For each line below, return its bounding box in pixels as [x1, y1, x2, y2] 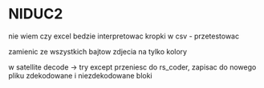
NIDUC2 [8, 5, 63, 23]
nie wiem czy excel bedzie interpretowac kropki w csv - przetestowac [8, 31, 239, 41]
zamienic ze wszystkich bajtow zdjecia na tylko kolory [8, 46, 187, 56]
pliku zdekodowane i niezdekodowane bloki [8, 70, 152, 80]
